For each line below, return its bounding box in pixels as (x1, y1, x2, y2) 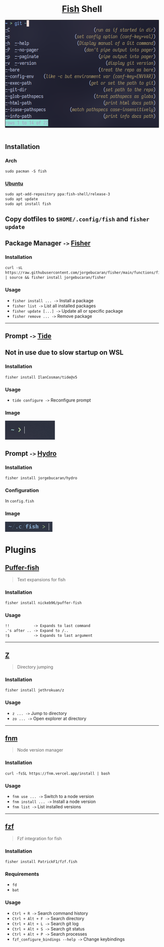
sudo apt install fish (5, 202, 51, 207)
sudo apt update (5, 197, 38, 202)
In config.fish (5, 498, 34, 504)
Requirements (5, 871, 40, 878)
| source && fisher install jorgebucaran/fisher (5, 275, 106, 280)
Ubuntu (5, 180, 23, 187)
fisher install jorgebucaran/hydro (5, 476, 78, 481)
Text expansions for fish (17, 576, 66, 582)
